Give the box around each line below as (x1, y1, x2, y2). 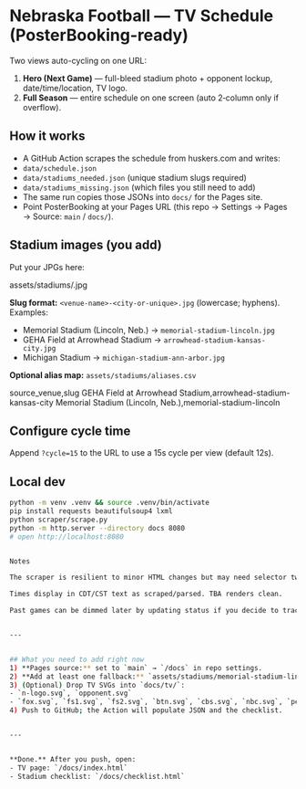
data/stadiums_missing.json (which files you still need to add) (22, 182, 257, 193)
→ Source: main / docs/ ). (22, 211, 114, 222)
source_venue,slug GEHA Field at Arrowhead (9, 387, 178, 398)
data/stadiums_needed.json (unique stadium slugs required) (22, 172, 248, 183)
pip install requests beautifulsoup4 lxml (9, 507, 173, 516)
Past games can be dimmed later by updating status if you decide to (9, 606, 280, 615)
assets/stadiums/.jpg (9, 279, 88, 290)
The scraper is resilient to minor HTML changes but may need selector (9, 573, 287, 583)
